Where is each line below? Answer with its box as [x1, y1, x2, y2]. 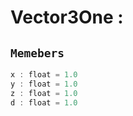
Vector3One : [10, 6, 124, 29]
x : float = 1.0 [10, 70, 78, 80]
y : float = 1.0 [10, 79, 78, 89]
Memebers [10, 46, 65, 60]
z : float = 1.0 [10, 88, 78, 98]
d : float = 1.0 [10, 97, 78, 108]
